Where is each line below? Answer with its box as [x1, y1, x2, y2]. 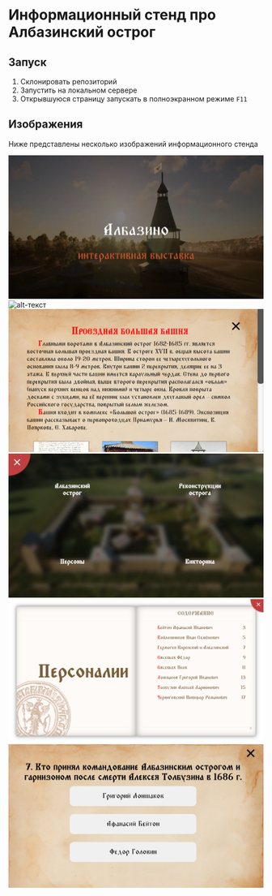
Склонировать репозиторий [19, 77, 117, 86]
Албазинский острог [8, 23, 156, 41]
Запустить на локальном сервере [19, 85, 138, 95]
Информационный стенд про [8, 6, 216, 24]
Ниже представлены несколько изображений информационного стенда [8, 139, 259, 149]
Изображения [8, 118, 83, 131]
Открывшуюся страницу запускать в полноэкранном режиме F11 [19, 94, 248, 103]
